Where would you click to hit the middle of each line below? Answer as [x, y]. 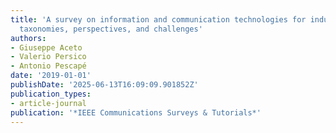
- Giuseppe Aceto [46, 47]
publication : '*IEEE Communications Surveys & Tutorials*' [136, 112]
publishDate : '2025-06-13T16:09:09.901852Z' [104, 85]
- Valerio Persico [48, 57]
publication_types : [51, 94]
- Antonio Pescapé [48, 66]
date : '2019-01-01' [51, 76]
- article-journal [48, 103]
